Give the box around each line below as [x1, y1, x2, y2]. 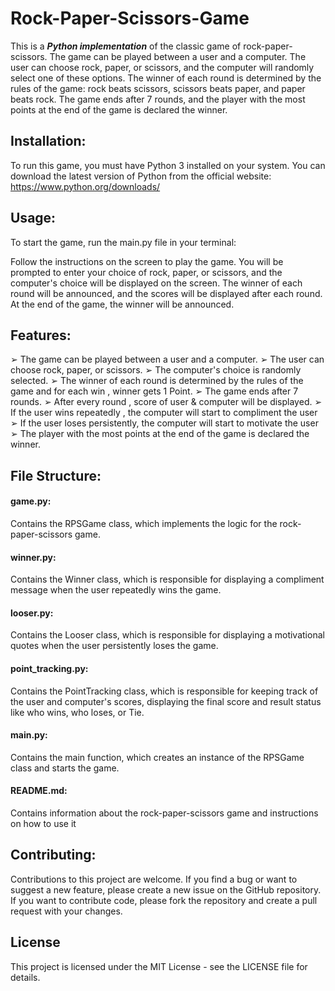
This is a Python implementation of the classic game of [10, 40, 242, 52]
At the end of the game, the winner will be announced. [10, 298, 235, 310]
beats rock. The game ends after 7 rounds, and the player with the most [10, 93, 306, 105]
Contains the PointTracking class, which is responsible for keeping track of [10, 685, 319, 697]
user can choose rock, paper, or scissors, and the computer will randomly [10, 61, 315, 73]
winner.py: [10, 551, 57, 563]
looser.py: [10, 607, 54, 619]
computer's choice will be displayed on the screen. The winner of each [10, 277, 303, 289]
